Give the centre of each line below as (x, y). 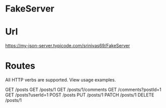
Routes (20, 66)
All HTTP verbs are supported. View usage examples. (61, 80)
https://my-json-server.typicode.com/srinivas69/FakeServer (68, 46)
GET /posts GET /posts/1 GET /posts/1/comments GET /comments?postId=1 (84, 90)
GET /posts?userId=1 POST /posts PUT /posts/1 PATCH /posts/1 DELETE (80, 95)
